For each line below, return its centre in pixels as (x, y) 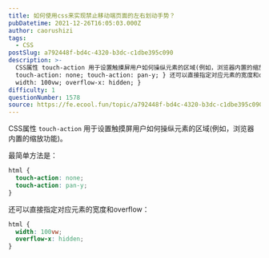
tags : (17, 38)
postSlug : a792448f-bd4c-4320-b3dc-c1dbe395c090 (91, 53)
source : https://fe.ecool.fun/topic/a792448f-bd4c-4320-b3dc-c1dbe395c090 (136, 105)
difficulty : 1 (32, 90)
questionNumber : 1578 (44, 97)
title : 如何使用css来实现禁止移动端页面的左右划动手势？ (92, 16)
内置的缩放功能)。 (38, 139)
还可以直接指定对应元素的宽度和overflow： (79, 209)
